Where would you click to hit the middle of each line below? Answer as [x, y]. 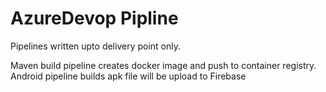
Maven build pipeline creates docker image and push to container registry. [163, 65]
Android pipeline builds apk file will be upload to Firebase [128, 76]
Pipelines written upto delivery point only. [96, 46]
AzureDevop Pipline [94, 18]
